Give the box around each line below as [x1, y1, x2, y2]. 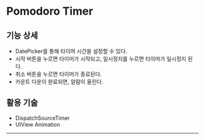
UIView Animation [15, 120, 60, 128]
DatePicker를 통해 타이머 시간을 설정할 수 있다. [15, 48, 128, 54]
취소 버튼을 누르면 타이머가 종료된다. [15, 70, 102, 78]
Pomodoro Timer [6, 4, 93, 18]
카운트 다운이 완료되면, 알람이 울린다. [15, 78, 104, 85]
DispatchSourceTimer [15, 114, 70, 122]
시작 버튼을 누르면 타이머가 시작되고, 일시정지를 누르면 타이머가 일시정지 [15, 55, 187, 62]
